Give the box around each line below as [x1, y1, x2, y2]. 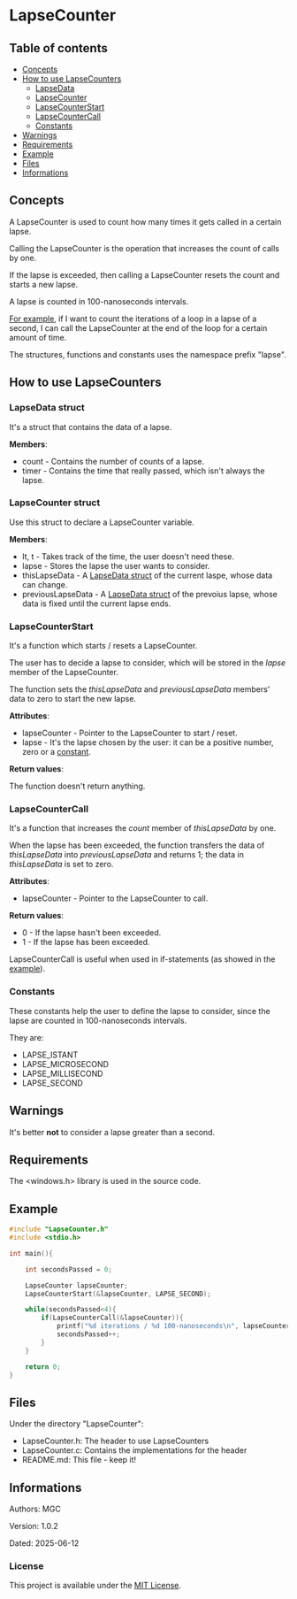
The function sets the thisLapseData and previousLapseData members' [9, 684, 270, 695]
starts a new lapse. [9, 279, 78, 289]
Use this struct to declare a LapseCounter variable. [9, 517, 194, 527]
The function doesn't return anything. [9, 780, 146, 792]
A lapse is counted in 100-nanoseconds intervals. [9, 296, 189, 306]
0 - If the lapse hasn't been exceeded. [21, 927, 162, 938]
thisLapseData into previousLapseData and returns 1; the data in [9, 849, 245, 860]
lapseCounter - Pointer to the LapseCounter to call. [21, 893, 209, 903]
